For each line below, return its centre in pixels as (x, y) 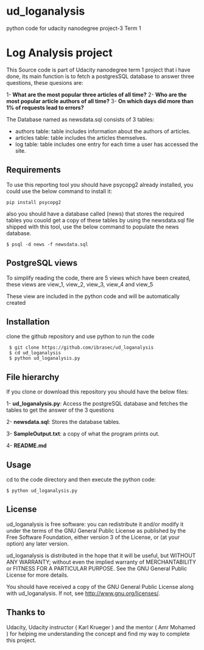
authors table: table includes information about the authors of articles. (103, 131)
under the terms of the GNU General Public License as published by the (96, 530)
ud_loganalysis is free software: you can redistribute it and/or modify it (95, 524)
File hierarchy (33, 377)
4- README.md (26, 446)
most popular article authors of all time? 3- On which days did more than (100, 101)
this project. (21, 640)
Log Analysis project (59, 53)
